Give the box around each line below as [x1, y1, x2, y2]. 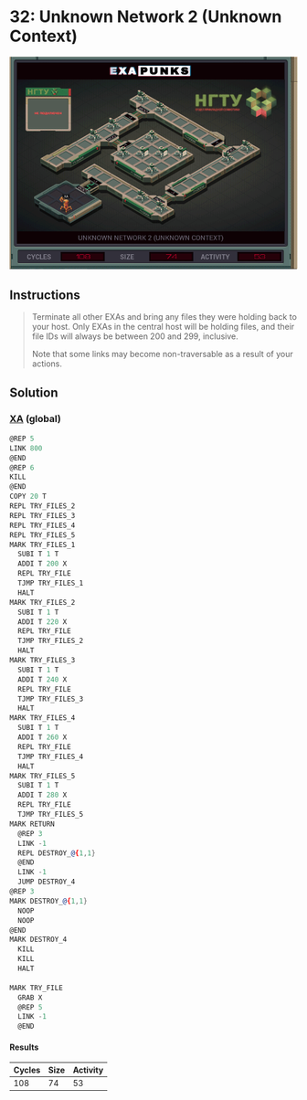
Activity [72, 1064, 104, 1075]
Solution [9, 385, 58, 400]
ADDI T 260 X [17, 733, 68, 742]
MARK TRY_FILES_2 [9, 598, 76, 607]
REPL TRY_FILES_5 [9, 530, 76, 540]
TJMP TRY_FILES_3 [17, 694, 84, 703]
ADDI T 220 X [17, 617, 68, 627]
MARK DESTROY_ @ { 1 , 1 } [9, 896, 89, 905]
